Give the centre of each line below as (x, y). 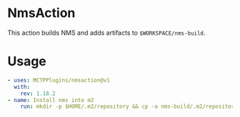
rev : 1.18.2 (38, 94)
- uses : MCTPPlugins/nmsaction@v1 (59, 80)
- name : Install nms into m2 (51, 100)
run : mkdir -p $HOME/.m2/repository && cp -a (89, 107)
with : (22, 87)
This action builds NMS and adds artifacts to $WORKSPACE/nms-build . (106, 33)
